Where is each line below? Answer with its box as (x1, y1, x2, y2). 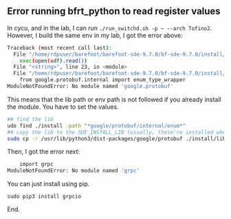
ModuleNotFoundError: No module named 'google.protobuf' (7, 83, 174, 90)
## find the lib (7, 116, 54, 123)
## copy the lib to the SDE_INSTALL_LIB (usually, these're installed (7, 129, 214, 136)
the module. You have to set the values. (7, 103, 119, 111)
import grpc (19, 161, 54, 168)
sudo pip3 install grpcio (7, 193, 81, 200)
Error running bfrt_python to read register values (7, 6, 221, 17)
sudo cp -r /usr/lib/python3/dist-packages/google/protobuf (7, 135, 184, 142)
